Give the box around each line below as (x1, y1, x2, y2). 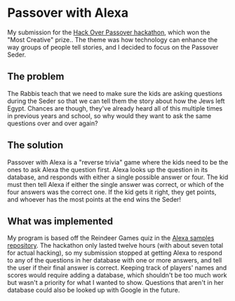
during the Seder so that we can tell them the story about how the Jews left (7, 97, 225, 105)
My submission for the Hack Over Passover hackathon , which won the (7, 28, 210, 36)
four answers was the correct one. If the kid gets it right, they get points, (7, 188, 217, 196)
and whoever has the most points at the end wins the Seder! (7, 195, 181, 204)
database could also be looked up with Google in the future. (7, 286, 180, 295)
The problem (7, 71, 65, 83)
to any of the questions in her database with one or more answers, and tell (7, 256, 222, 265)
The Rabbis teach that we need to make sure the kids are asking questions (7, 89, 223, 97)
